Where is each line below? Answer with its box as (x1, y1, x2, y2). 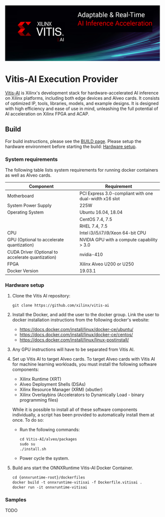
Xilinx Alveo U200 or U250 (79, 261, 134, 267)
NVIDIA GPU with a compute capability (79, 237, 158, 243)
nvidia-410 (79, 252, 103, 258)
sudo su (19, 442, 35, 446)
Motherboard (7, 193, 34, 199)
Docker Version (7, 268, 38, 274)
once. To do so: (12, 417, 44, 423)
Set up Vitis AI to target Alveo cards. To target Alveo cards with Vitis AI (12, 356, 156, 362)
